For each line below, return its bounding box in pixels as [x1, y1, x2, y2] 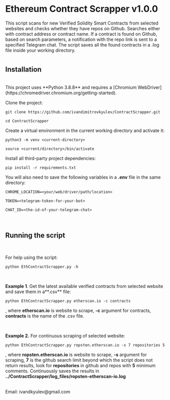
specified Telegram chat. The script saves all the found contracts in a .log [5, 41, 159, 48]
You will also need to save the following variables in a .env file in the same [5, 174, 161, 180]
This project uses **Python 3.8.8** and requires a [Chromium [5, 84, 137, 90]
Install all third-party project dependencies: [5, 155, 96, 161]
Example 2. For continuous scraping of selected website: [5, 333, 126, 339]
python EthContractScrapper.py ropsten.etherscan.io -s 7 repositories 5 [5, 343, 165, 348]
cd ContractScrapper [5, 118, 49, 123]
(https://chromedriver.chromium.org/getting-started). [5, 90, 117, 96]
